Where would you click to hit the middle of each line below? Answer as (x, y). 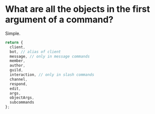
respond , (19, 84)
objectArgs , (22, 98)
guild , (16, 70)
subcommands (22, 103)
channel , (19, 79)
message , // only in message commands (50, 56)
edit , (15, 88)
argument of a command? (59, 20)
